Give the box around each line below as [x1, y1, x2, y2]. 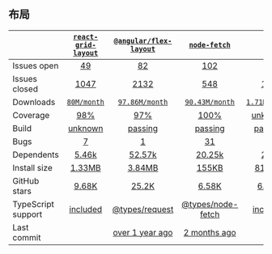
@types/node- [181, 198, 239, 210]
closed [12, 83, 39, 95]
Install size [12, 162, 53, 173]
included [69, 203, 103, 214]
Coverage [12, 109, 50, 121]
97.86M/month [117, 97, 168, 107]
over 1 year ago [113, 226, 173, 238]
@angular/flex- [113, 36, 172, 45]
